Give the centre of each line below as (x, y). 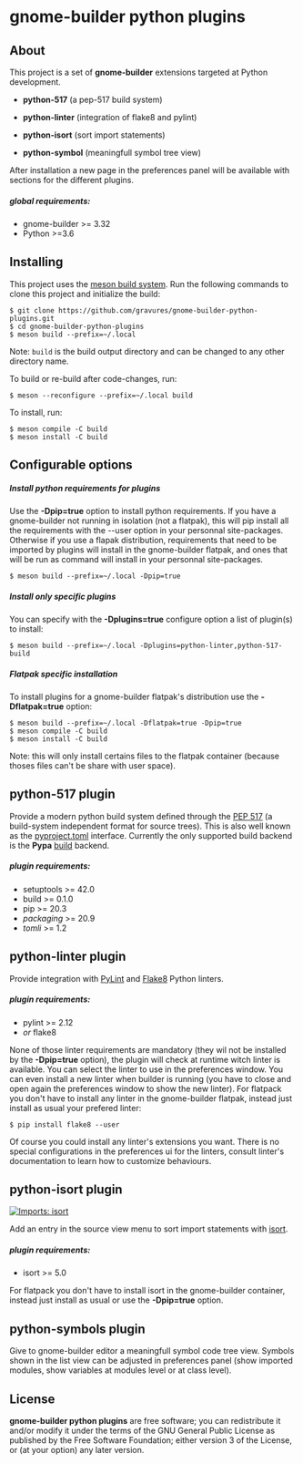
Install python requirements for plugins (85, 488)
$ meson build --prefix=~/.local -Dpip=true (95, 576)
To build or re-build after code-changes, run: (93, 378)
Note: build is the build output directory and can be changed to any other (147, 351)
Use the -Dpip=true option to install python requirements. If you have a (143, 511)
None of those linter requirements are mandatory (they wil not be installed (148, 1049)
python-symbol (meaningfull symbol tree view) (112, 153)
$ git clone (32, 310)
